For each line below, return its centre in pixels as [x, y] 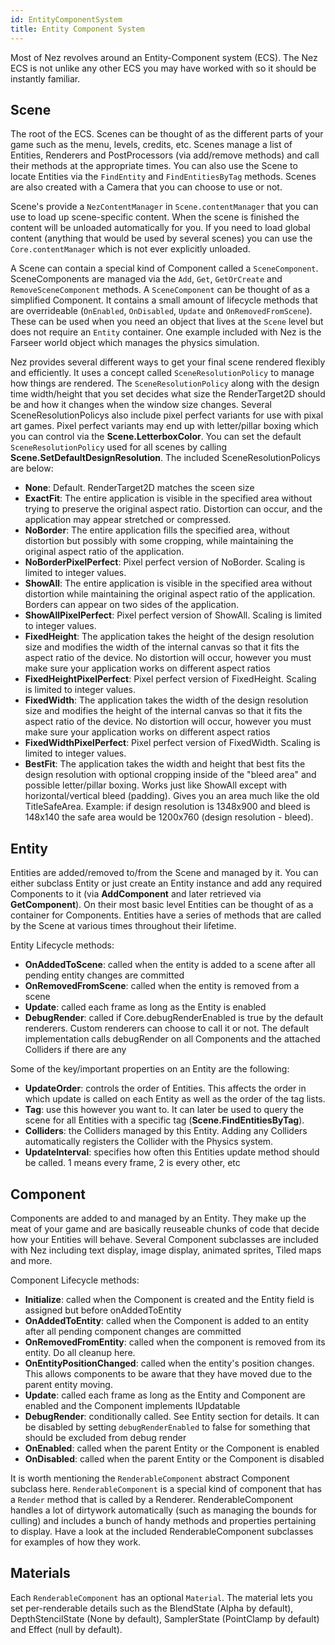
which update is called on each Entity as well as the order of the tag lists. [175, 1099]
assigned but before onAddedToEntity [103, 1310]
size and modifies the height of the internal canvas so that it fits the [163, 711]
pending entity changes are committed [104, 975]
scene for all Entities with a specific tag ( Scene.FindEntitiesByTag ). [164, 1120]
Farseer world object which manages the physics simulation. [135, 343]
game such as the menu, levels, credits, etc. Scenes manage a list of [151, 145]
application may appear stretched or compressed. [128, 520]
